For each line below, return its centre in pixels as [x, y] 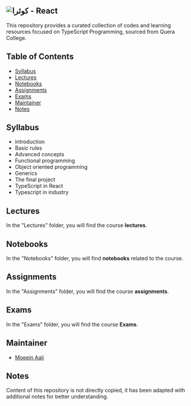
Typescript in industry [42, 192]
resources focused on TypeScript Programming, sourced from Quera [91, 32]
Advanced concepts [39, 155]
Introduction [30, 142]
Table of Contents [40, 57]
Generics [26, 174]
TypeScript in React [39, 186]
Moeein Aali [29, 357]
